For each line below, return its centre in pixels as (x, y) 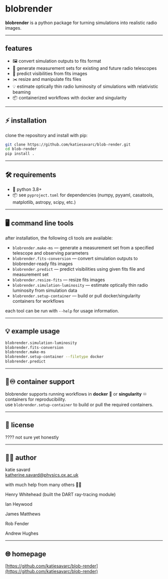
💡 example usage (32, 331)
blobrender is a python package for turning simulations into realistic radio (81, 23)
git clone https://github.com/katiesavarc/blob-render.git (68, 144)
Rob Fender (17, 524)
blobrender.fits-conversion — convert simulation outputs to (75, 258)
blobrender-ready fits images (42, 264)
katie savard (18, 470)
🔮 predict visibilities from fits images (50, 73)
